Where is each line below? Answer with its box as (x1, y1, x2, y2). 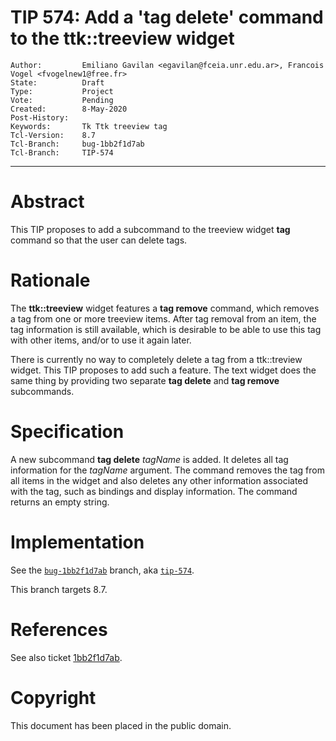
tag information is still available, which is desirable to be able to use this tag (10, 323, 322, 335)
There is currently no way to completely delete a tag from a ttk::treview (10, 353, 303, 365)
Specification (10, 421, 125, 443)
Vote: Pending (10, 95, 114, 105)
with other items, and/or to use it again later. (10, 334, 192, 346)
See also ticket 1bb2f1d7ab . (10, 651, 123, 663)
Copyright (10, 686, 97, 709)
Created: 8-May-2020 (10, 104, 128, 114)
